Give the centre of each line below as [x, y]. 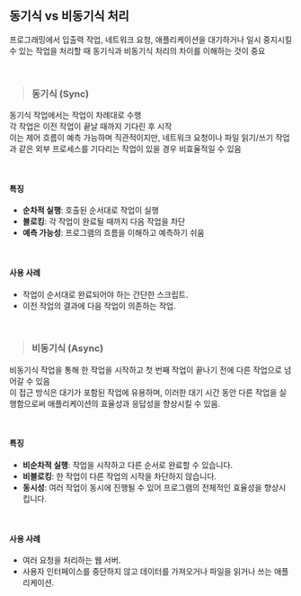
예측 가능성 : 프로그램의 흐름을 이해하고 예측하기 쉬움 [113, 233]
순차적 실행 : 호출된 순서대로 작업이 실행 [90, 211]
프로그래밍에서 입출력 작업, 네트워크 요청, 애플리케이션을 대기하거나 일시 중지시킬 [151, 40]
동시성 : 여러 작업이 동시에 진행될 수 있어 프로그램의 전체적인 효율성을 [142, 488]
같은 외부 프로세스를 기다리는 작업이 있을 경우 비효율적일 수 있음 [130, 149]
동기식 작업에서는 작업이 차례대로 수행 [75, 115]
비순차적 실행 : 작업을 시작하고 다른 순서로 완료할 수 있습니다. [128, 465]
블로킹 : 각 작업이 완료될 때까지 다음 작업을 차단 [104, 221]
